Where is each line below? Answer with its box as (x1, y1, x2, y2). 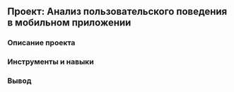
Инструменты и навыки (7, 57, 94, 67)
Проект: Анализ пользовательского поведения (7, 6, 228, 18)
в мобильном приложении (7, 17, 131, 29)
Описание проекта (7, 38, 76, 48)
